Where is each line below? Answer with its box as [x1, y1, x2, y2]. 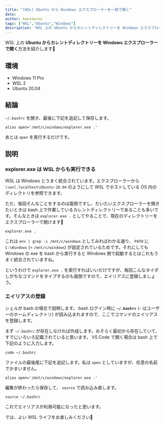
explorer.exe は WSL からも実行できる [5, 166, 96, 173]
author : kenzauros [5, 16, 43, 21]
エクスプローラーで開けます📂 [5, 219, 64, 225]
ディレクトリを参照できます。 [5, 190, 65, 196]
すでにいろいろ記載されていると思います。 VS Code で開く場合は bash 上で [5, 334, 158, 340]
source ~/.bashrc [5, 394, 41, 399]
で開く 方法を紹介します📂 [5, 46, 55, 52]
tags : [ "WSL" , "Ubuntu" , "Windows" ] [5, 21, 76, 26]
